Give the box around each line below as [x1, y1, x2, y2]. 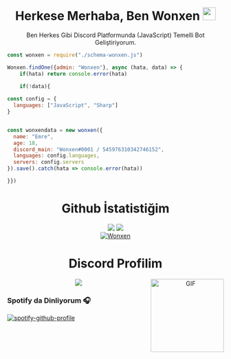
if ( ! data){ [19, 83, 51, 89]
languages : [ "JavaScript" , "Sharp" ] [13, 102, 118, 109]
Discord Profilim [68, 256, 163, 272]
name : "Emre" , [13, 133, 54, 140]
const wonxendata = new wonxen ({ [7, 127, 103, 133]
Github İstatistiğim [61, 201, 170, 217]
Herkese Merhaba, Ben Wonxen [14, 8, 201, 24]
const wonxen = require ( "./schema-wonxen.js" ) [7, 52, 143, 58]
